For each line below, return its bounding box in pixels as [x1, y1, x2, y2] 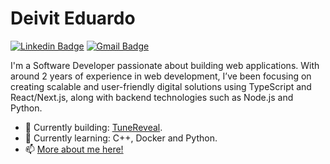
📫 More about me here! [24, 143, 124, 155]
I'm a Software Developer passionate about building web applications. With [10, 59, 320, 71]
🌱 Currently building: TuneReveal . [24, 121, 163, 133]
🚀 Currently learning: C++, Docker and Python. [24, 132, 218, 144]
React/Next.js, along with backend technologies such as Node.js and [10, 91, 294, 103]
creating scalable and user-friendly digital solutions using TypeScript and [10, 80, 312, 92]
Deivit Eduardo [10, 7, 136, 30]
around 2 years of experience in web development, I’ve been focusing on [10, 70, 312, 82]
